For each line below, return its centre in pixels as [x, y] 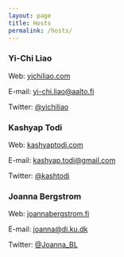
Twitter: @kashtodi [39, 176]
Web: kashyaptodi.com [46, 144]
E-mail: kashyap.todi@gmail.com [62, 160]
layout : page [30, 16]
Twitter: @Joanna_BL [43, 245]
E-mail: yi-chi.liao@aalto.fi [51, 91]
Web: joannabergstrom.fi [49, 214]
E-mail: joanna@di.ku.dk [48, 229]
